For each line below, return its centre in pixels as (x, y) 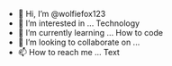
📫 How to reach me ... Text (68, 52)
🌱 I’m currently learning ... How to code (91, 33)
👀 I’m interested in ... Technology (79, 23)
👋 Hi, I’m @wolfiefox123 (62, 14)
